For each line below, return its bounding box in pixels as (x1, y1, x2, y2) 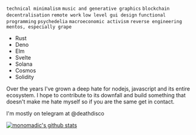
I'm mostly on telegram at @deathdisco (6, 110, 104, 117)
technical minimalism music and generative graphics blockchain (6, 5, 170, 12)
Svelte (15, 54, 32, 61)
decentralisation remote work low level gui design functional (6, 12, 166, 18)
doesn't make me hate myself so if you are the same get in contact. (6, 98, 175, 105)
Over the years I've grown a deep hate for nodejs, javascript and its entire (6, 85, 190, 92)
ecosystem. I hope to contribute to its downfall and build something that (6, 92, 186, 99)
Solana (15, 60, 33, 67)
